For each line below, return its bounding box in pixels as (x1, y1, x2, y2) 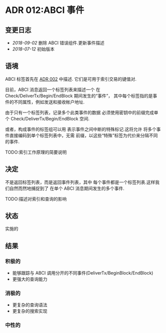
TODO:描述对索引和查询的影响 (5, 196, 67, 202)
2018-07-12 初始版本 (12, 46, 55, 52)
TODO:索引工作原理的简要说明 (5, 149, 67, 155)
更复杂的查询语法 (12, 302, 48, 308)
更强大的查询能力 (12, 276, 48, 282)
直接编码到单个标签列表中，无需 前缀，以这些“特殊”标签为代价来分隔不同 (9, 132, 158, 138)
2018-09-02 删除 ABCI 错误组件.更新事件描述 (12, 40, 105, 46)
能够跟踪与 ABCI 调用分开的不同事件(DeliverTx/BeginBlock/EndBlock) (12, 270, 154, 276)
